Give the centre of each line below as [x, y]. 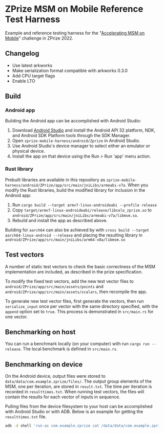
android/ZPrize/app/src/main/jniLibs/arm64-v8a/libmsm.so [65, 240]
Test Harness [33, 19]
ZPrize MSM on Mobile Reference [74, 9]
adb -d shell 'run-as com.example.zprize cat [52, 426]
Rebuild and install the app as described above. [60, 220]
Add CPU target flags [33, 76]
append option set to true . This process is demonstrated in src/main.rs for [79, 311]
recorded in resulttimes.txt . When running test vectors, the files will [75, 392]
